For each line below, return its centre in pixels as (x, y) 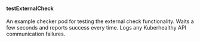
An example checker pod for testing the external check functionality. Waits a (100, 21)
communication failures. (36, 34)
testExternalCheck (30, 8)
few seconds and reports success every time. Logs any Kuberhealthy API (96, 28)
